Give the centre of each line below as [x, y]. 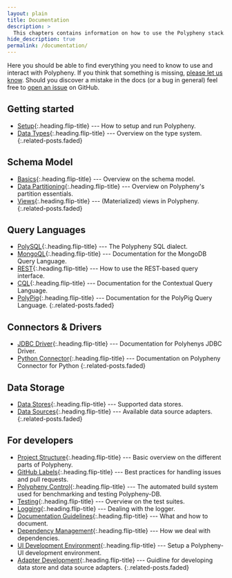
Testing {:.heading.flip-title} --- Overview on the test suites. [101, 501]
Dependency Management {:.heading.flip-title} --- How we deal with [114, 530]
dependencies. [38, 538]
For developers [40, 441]
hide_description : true [41, 39]
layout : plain [28, 13]
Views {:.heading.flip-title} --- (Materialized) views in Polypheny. [108, 201]
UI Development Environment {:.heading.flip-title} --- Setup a [103, 545]
